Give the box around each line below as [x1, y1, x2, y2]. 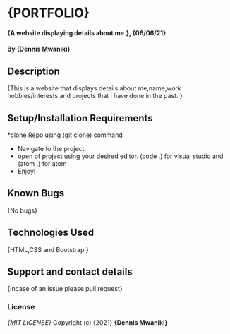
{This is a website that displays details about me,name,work [7, 84, 181, 93]
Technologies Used [7, 227, 94, 239]
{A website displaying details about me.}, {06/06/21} [7, 28, 167, 37]
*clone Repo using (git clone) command [7, 131, 123, 139]
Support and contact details [7, 266, 133, 278]
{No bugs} [7, 206, 37, 215]
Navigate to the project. [17, 145, 87, 153]
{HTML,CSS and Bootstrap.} [7, 245, 90, 254]
